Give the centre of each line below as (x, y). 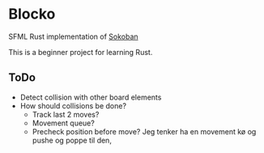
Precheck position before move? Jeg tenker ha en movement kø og (144, 131)
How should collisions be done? (73, 105)
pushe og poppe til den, (72, 140)
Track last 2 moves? (66, 114)
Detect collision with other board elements (91, 97)
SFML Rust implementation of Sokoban (74, 36)
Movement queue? (63, 123)
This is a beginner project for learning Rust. (81, 52)
